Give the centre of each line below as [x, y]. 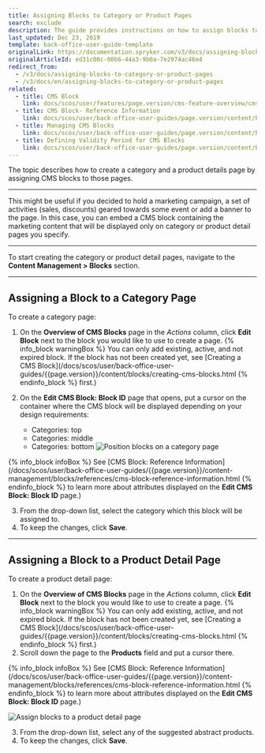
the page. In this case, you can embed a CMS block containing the [116, 218]
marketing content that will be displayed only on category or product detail [129, 227]
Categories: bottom [63, 447]
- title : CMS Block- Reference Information [88, 111]
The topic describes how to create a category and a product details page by [132, 170]
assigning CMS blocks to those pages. [71, 178]
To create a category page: [52, 317]
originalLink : [32, 52]
